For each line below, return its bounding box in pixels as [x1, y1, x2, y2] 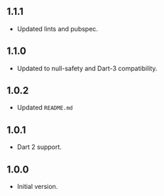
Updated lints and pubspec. [16, 24, 99, 33]
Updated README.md [16, 103, 73, 112]
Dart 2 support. [16, 143, 62, 151]
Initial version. [16, 183, 58, 191]
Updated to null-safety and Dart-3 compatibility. [16, 64, 158, 72]
